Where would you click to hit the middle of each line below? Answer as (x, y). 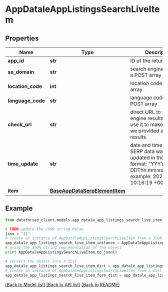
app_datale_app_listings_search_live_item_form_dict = (63, 275)
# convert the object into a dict (41, 261)
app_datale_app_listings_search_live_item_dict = (58, 266)
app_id (16, 61)
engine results (147, 118)
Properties (22, 38)
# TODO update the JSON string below (44, 229)
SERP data (142, 151)
